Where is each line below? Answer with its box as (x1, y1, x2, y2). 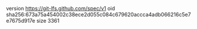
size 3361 (36, 17, 60, 24)
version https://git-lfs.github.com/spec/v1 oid (6, 5, 116, 12)
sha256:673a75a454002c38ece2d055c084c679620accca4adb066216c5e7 (6, 11, 191, 18)
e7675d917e (6, 17, 35, 24)
